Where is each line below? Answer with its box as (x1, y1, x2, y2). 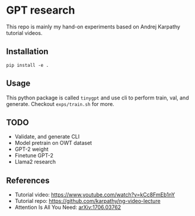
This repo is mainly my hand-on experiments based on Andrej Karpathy (6, 23, 181, 30)
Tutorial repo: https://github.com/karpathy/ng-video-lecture (14, 198, 161, 205)
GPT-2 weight (14, 146, 49, 153)
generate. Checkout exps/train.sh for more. (6, 100, 114, 107)
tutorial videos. (6, 29, 43, 36)
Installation (6, 47, 49, 57)
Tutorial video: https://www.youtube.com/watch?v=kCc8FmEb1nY (14, 191, 175, 198)
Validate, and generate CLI (14, 133, 80, 140)
